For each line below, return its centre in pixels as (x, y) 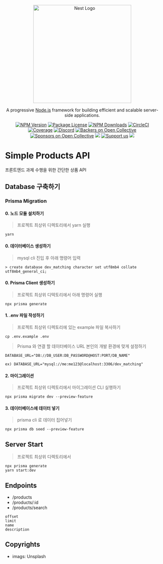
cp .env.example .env (27, 337)
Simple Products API (47, 156)
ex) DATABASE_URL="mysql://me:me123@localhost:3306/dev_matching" (74, 364)
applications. (87, 115)
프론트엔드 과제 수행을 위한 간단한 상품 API (46, 170)
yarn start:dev (21, 470)
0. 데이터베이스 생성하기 (28, 246)
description (17, 530)
